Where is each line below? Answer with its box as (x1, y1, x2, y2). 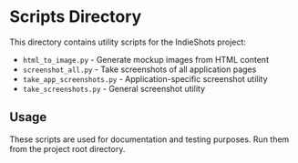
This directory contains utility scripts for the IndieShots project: (9, 36, 246, 47)
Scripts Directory (9, 6, 142, 27)
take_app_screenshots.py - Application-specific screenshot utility (22, 73, 268, 84)
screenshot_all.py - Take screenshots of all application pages (22, 64, 257, 75)
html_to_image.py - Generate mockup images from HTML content (22, 54, 269, 65)
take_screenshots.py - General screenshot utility (22, 83, 205, 94)
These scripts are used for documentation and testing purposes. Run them (9, 134, 290, 145)
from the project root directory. (9, 143, 126, 154)
